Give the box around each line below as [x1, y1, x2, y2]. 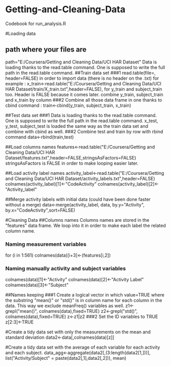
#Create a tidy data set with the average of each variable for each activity [5, 344, 160, 351]
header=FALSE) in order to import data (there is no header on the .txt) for [5, 75, 159, 81]
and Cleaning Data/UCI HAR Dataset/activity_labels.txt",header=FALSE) [5, 175, 156, 181]
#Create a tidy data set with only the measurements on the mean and [5, 329, 151, 335]
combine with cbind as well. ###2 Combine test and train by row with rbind [5, 128, 163, 134]
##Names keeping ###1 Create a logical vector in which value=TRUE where [5, 292, 165, 298]
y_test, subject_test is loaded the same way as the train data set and [5, 123, 149, 129]
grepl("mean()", [5, 308, 38, 314]
